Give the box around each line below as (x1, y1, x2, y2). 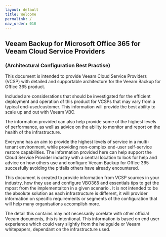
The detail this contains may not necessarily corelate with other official (5, 210, 149, 216)
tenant (5, 144, 18, 150)
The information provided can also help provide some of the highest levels (5, 118, 157, 124)
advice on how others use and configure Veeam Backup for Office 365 (5, 159, 149, 166)
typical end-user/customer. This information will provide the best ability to (5, 103, 156, 109)
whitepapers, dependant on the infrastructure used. (5, 226, 111, 232)
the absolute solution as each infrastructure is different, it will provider (5, 190, 148, 196)
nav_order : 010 (5, 21, 37, 26)
